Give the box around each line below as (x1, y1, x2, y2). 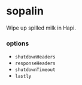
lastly (14, 74, 32, 80)
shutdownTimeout (14, 67, 56, 73)
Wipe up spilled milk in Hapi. (6, 24, 76, 31)
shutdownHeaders (14, 54, 56, 60)
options (6, 39, 29, 48)
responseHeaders (14, 60, 56, 67)
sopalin (6, 4, 44, 18)
